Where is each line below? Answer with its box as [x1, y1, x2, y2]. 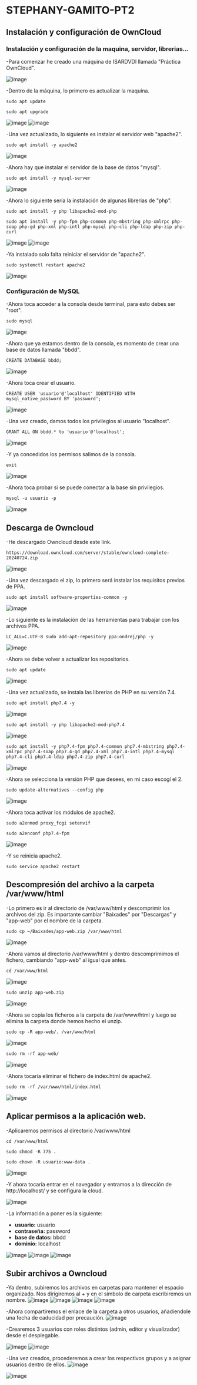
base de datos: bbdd [14, 1234, 66, 1241]
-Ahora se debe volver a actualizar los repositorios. [6, 655, 131, 662]
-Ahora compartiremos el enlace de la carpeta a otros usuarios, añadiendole [6, 1308, 191, 1315]
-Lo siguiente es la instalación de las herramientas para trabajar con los [6, 616, 179, 623]
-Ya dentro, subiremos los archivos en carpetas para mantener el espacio [6, 1284, 184, 1291]
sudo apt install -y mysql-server [6, 175, 91, 181]
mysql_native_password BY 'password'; [6, 396, 101, 402]
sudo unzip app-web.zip [6, 990, 65, 995]
